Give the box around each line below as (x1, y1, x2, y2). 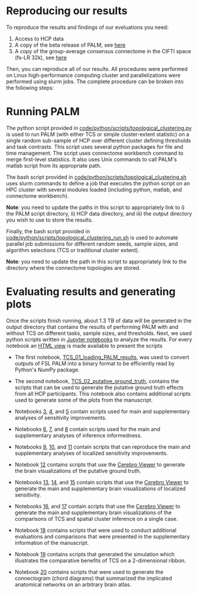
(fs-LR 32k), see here (14, 54, 67, 61)
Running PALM (6, 105, 80, 119)
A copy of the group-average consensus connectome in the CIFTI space (14, 47, 191, 54)
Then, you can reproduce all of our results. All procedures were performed (6, 65, 188, 72)
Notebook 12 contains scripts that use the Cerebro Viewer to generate (14, 461, 185, 468)
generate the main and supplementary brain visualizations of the (14, 509, 172, 516)
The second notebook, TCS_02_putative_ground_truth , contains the (14, 377, 179, 384)
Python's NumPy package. (14, 366, 80, 373)
